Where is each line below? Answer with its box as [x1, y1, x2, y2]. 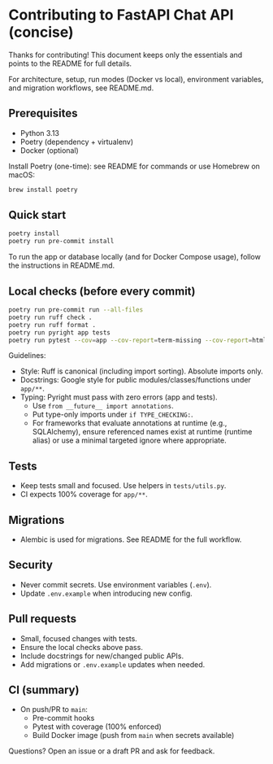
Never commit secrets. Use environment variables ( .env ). [19, 579, 212, 589]
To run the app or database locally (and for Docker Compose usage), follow [8, 252, 262, 262]
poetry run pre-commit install [8, 238, 115, 246]
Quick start [8, 208, 67, 222]
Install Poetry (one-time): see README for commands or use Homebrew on [8, 161, 260, 171]
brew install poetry [8, 186, 79, 194]
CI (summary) [8, 683, 80, 697]
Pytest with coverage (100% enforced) [32, 722, 162, 731]
